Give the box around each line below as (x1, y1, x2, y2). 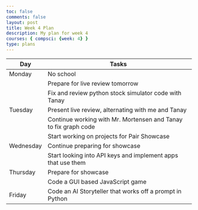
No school (47, 70, 76, 78)
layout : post (6, 19, 38, 25)
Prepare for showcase (47, 168, 109, 176)
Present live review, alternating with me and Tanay (47, 106, 187, 114)
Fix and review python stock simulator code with (47, 89, 181, 97)
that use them (47, 158, 86, 167)
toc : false (6, 8, 33, 15)
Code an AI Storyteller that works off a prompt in (47, 187, 181, 195)
